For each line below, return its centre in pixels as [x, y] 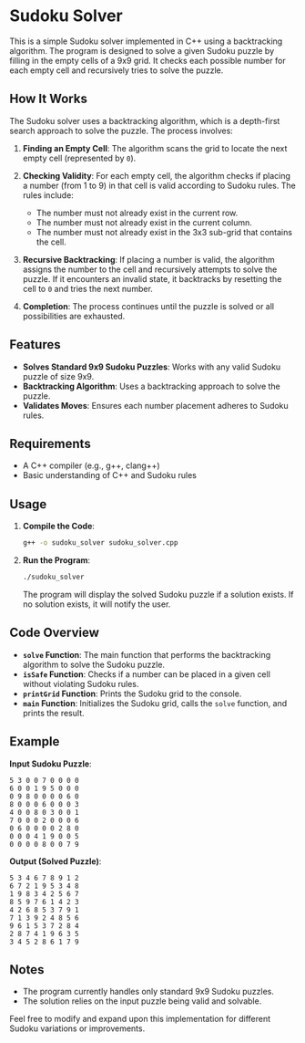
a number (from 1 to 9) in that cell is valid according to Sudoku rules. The [159, 185]
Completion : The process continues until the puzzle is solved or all [148, 306]
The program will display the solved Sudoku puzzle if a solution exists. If [158, 594]
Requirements [50, 443]
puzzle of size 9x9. [58, 376]
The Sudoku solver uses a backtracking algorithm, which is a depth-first [145, 120]
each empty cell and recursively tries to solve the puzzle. [117, 70]
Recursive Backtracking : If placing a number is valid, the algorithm [148, 259]
